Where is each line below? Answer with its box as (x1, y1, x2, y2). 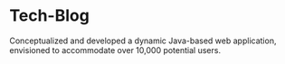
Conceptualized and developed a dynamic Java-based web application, (9, 35, 277, 46)
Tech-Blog (9, 5, 90, 26)
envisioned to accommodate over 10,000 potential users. (9, 44, 222, 55)
